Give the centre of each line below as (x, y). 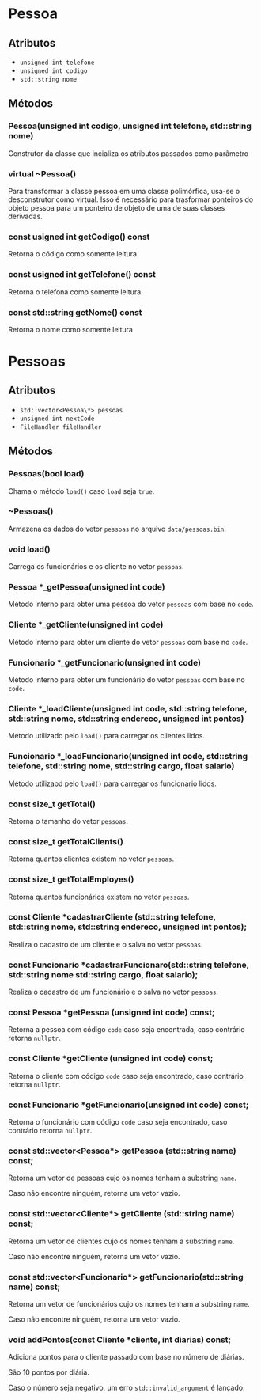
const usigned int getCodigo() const (79, 237)
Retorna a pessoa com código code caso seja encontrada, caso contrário (127, 1030)
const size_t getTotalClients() (66, 841)
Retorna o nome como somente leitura (70, 329)
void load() (29, 549)
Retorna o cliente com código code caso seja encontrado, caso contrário (126, 1076)
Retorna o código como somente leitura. (74, 254)
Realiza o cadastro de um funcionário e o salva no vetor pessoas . (113, 992)
